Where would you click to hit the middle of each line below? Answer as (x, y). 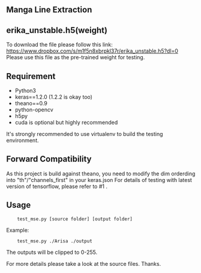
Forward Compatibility (49, 159)
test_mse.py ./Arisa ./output (55, 241)
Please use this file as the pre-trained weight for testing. (76, 57)
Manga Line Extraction (49, 10)
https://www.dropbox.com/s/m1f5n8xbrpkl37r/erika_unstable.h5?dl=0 (92, 51)
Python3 (25, 91)
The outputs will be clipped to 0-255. (52, 252)
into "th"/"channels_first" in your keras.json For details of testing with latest (99, 180)
